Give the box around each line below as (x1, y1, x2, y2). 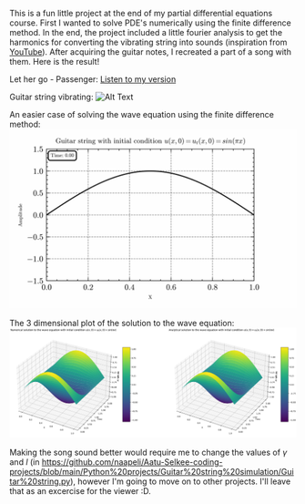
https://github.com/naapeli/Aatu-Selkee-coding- (41, 457, 223, 468)
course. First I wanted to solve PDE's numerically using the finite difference (9, 17, 291, 28)
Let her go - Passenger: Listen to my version (9, 74, 177, 85)
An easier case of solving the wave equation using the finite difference (9, 109, 275, 119)
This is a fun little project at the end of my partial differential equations (9, 8, 273, 18)
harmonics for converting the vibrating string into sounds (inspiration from (9, 36, 288, 47)
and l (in (9, 457, 40, 468)
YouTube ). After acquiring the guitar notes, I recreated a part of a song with (9, 46, 291, 57)
